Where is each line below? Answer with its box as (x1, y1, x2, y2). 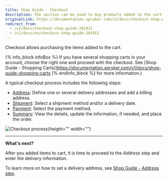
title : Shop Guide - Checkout (5, 7, 68, 13)
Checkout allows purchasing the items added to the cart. (5, 45, 122, 50)
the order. (12, 116, 33, 122)
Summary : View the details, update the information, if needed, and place (12, 111, 162, 117)
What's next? (5, 140, 34, 146)
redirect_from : (5, 21, 37, 27)
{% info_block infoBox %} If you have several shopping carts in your (5, 54, 146, 60)
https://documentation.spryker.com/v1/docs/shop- (56, 65, 161, 71)
